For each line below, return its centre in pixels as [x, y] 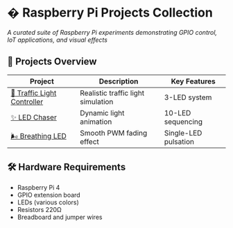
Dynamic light [102, 113]
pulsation [179, 141]
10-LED [178, 113]
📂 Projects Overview [52, 62]
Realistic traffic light [112, 92]
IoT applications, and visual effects [57, 40]
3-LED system [188, 97]
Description [119, 81]
